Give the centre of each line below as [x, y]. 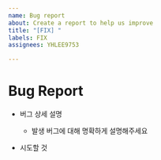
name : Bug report [37, 15]
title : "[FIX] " [35, 30]
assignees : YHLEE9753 [44, 45]
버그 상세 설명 [41, 114]
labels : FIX [28, 38]
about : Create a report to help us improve [81, 23]
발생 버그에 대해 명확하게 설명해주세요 [90, 131]
